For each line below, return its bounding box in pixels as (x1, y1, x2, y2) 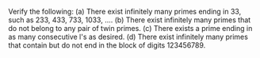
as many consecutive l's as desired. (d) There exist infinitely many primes (8, 32, 248, 41)
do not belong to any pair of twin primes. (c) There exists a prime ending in (8, 24, 253, 33)
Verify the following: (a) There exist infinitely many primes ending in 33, (8, 7, 242, 16)
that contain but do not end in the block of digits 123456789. (8, 41, 206, 50)
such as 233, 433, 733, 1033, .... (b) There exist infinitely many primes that (8, 15, 251, 25)
